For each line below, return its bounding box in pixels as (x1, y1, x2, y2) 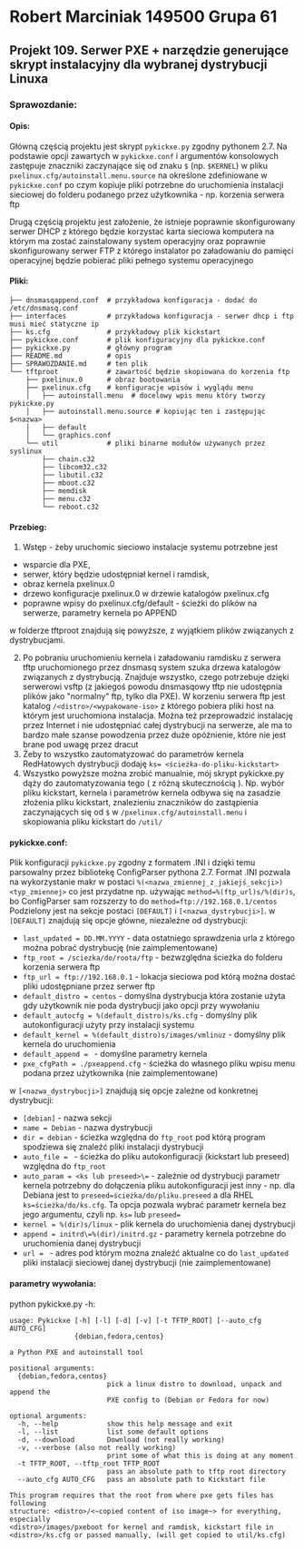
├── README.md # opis (9, 351, 132, 360)
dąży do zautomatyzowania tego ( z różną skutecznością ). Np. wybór (22, 778, 285, 789)
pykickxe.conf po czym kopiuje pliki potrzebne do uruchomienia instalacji (9, 179, 284, 190)
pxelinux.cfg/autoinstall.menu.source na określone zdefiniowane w (9, 170, 268, 181)
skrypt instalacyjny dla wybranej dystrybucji (9, 56, 268, 72)
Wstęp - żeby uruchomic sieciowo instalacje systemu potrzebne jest (22, 542, 279, 553)
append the (9, 1387, 51, 1396)
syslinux (9, 447, 43, 456)
